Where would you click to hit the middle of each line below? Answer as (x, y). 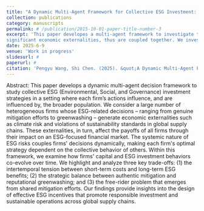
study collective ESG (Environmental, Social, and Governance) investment (98, 92)
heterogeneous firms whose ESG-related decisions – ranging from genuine (100, 111)
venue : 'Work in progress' (40, 52)
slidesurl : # (23, 57)
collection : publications (39, 18)
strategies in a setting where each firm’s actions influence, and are (90, 98)
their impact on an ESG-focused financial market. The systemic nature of (98, 137)
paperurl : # (21, 62)
